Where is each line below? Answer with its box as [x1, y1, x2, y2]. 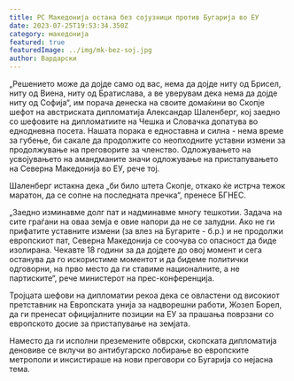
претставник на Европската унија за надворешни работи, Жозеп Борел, [9, 299, 282, 310]
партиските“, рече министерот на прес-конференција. [9, 273, 215, 284]
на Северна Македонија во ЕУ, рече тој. [9, 163, 160, 174]
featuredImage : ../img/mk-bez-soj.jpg [9, 46, 152, 55]
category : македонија [9, 29, 89, 38]
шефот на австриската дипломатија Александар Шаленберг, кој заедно [9, 107, 281, 117]
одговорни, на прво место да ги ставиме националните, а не [9, 263, 241, 274]
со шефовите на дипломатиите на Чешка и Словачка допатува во [9, 116, 259, 127]
